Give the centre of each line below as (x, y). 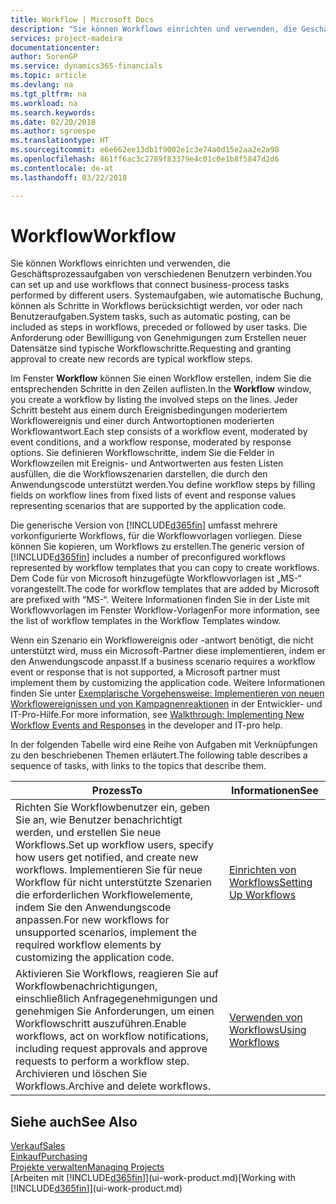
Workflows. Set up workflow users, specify (114, 845)
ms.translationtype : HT (60, 141)
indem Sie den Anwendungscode (93, 908)
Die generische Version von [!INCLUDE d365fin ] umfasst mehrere (144, 525)
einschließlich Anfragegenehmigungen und (116, 999)
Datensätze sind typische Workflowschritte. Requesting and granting (151, 348)
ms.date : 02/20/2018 (53, 122)
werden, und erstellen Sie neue (88, 833)
